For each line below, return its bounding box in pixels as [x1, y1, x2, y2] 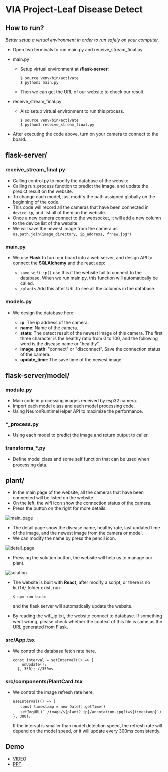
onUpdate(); [22, 662, 47, 667]
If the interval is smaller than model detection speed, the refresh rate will [12, 722, 162, 728]
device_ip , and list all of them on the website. [12, 209, 106, 215]
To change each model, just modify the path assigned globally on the [12, 193, 155, 199]
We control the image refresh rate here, [12, 689, 94, 695]
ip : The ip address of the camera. [20, 320, 89, 326]
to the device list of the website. [12, 220, 79, 226]
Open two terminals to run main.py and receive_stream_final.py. [12, 47, 144, 52]
